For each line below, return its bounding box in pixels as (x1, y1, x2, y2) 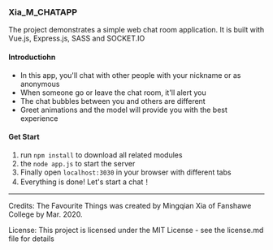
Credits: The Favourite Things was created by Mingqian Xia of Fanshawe (8, 200, 252, 210)
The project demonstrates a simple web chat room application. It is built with (8, 25, 265, 35)
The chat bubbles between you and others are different (19, 96, 206, 106)
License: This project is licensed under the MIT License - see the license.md (8, 225, 264, 235)
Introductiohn (8, 52, 56, 62)
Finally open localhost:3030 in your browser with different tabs (19, 167, 232, 177)
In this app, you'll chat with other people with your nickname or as (19, 70, 241, 80)
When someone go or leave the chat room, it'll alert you (19, 88, 207, 97)
